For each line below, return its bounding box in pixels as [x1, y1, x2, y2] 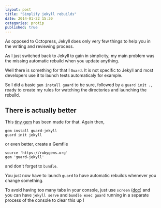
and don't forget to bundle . [5, 163, 58, 169]
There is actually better [5, 106, 77, 114]
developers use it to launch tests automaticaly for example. [5, 73, 123, 78]
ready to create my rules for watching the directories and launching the [5, 87, 147, 93]
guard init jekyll [5, 133, 42, 137]
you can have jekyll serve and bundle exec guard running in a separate [5, 192, 149, 198]
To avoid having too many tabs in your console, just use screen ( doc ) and [5, 187, 151, 193]
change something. [5, 178, 44, 183]
